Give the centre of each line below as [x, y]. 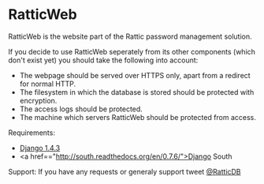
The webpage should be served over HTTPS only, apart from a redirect [135, 75]
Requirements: [32, 133]
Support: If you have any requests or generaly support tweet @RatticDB [125, 171]
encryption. [38, 100]
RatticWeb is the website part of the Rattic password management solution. [130, 36]
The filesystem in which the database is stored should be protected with [137, 92]
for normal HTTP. [48, 84]
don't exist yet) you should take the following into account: [103, 60]
